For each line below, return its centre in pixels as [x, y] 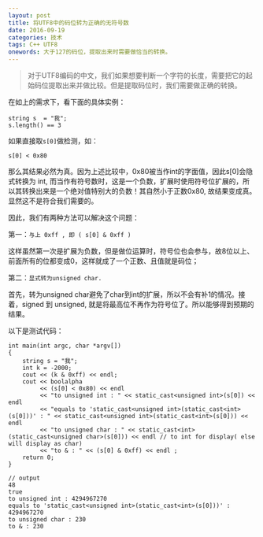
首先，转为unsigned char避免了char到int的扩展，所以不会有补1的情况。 [123, 294]
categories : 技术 [35, 37]
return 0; [39, 457]
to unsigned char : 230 [47, 520]
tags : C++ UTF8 [33, 45]
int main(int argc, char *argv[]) [65, 346]
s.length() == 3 [35, 125]
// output [24, 478]
